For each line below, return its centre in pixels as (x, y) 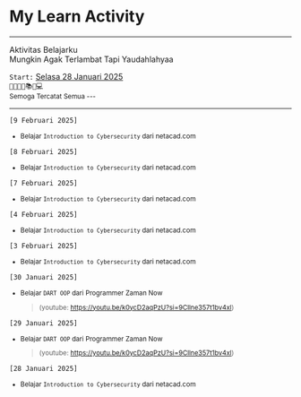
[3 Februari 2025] (43, 246)
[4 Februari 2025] (43, 214)
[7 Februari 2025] (43, 183)
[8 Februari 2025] (43, 151)
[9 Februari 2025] (43, 120)
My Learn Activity (77, 17)
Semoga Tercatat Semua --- (53, 96)
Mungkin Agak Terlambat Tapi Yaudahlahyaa (91, 59)
